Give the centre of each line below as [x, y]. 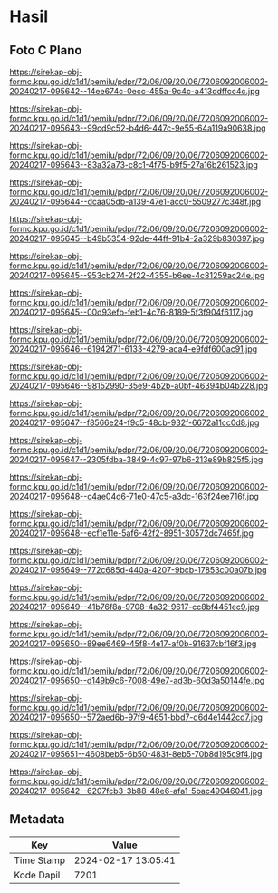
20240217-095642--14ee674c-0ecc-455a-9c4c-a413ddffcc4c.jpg [135, 91]
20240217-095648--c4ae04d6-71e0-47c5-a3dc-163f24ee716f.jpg [134, 496]
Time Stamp [40, 860]
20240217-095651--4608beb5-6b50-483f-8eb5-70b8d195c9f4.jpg [136, 754]
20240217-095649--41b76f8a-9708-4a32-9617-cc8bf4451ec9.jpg [134, 607]
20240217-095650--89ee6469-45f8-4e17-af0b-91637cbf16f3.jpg [133, 644]
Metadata [37, 819]
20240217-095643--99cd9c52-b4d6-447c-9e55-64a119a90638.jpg [138, 128]
